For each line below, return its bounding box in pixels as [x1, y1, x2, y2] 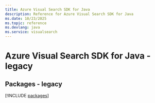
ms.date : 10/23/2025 [5, 16, 47, 21]
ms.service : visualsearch [5, 29, 57, 34]
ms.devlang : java [5, 25, 40, 30]
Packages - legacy [5, 80, 62, 88]
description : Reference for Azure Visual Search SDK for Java [5, 12, 134, 16]
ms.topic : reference [5, 20, 47, 26]
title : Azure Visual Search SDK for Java [5, 7, 90, 12]
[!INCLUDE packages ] [5, 93, 49, 98]
